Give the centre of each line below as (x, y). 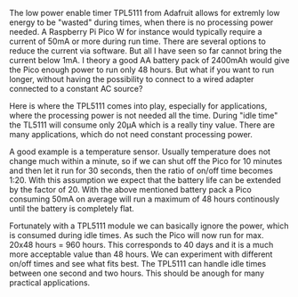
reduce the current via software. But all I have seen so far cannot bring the (145, 51)
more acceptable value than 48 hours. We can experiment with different (141, 254)
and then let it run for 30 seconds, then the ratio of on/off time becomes (141, 170)
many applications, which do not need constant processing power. (131, 134)
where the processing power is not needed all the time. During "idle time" (144, 115)
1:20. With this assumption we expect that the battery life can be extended (145, 180)
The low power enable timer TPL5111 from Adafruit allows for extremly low (145, 13)
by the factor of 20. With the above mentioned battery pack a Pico (130, 190)
